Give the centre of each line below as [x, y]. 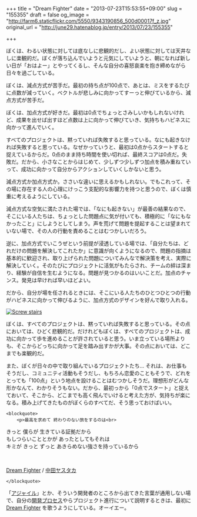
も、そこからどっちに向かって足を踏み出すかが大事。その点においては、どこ [98, 346]
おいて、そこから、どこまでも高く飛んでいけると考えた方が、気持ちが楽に [101, 395]
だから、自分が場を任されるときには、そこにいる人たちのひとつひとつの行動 [98, 293]
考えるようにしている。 [45, 196]
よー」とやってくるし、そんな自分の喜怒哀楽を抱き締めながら [111, 65]
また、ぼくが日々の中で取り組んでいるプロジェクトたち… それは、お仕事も [96, 366]
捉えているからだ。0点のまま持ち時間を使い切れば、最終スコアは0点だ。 [94, 154]
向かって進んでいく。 [32, 127]
